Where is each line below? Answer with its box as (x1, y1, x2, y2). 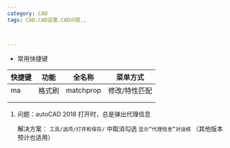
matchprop (66, 85, 102, 95)
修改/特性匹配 (108, 85, 153, 95)
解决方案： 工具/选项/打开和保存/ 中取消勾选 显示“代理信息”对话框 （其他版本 (17, 125, 223, 133)
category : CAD (7, 10, 48, 17)
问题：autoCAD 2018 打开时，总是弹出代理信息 (17, 109, 151, 118)
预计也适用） (17, 133, 54, 141)
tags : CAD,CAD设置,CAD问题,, (7, 17, 87, 23)
